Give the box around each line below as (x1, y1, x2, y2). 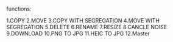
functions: (6, 5, 32, 12)
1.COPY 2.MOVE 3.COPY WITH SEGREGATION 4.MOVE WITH (6, 17, 160, 24)
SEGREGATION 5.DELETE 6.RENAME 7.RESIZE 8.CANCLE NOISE (6, 24, 168, 30)
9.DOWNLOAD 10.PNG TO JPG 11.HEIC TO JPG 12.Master (6, 30, 150, 37)
